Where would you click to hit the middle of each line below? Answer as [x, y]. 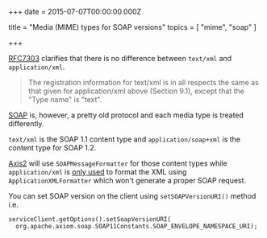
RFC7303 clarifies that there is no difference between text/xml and [120, 58]
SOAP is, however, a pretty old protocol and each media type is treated [126, 115]
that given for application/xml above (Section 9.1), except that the [136, 91]
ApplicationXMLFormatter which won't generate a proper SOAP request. [127, 181]
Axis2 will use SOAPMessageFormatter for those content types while [118, 163]
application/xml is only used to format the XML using [98, 172]
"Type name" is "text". [65, 99]
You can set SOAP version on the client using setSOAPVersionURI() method [132, 196]
